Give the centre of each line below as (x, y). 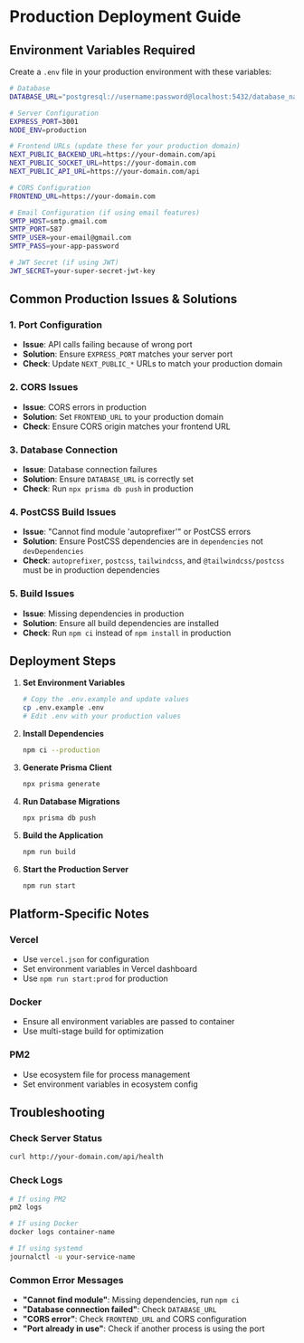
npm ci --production (61, 750)
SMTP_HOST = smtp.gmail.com (58, 221)
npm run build (49, 852)
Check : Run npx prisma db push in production (108, 489)
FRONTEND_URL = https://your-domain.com (82, 196)
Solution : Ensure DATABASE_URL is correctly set (108, 479)
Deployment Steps (62, 661)
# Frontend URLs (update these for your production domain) (125, 147)
